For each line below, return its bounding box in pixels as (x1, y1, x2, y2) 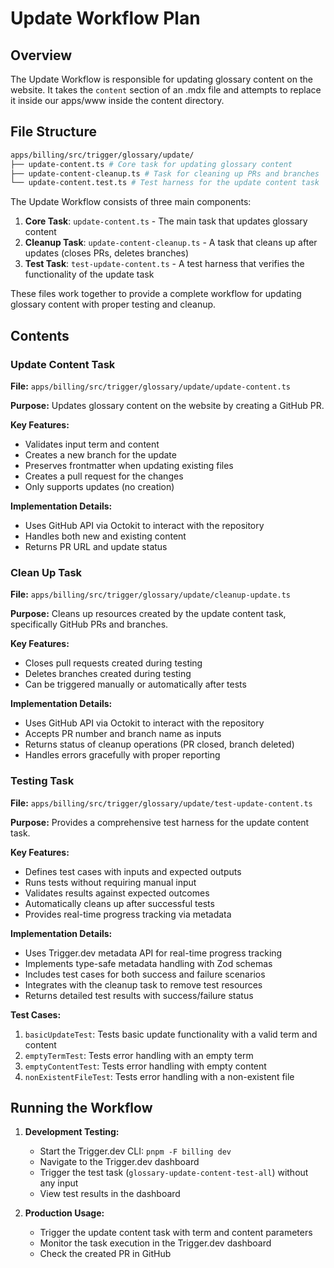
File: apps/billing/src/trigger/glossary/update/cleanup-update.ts (10, 588, 291, 601)
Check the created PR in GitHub (39, 1248, 172, 1260)
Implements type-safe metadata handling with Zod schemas (24, 957, 273, 969)
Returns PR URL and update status (24, 541, 168, 552)
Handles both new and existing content (24, 530, 187, 542)
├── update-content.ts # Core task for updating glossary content (10, 159, 293, 169)
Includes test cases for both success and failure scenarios (24, 968, 266, 980)
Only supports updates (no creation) (24, 481, 175, 492)
